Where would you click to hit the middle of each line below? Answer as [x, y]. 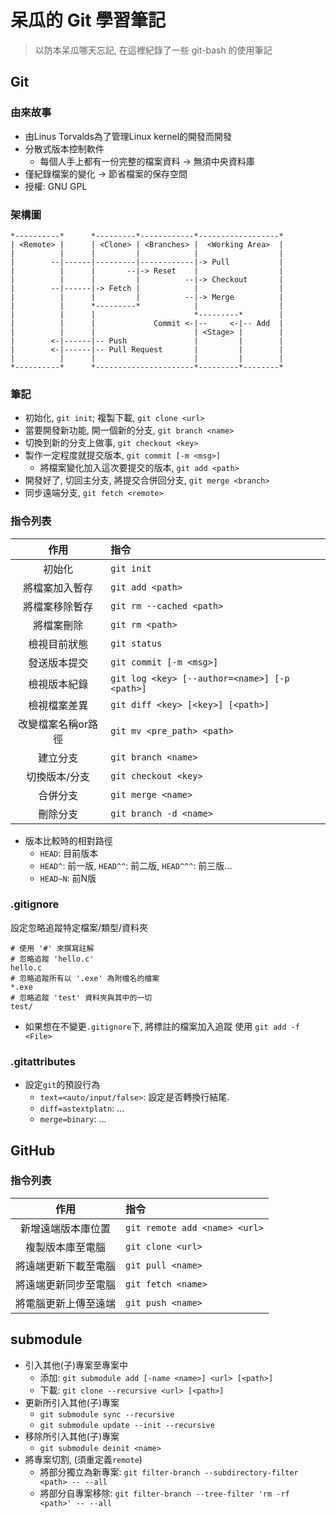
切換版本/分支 [58, 776]
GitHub [33, 1150]
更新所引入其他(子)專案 [72, 1402]
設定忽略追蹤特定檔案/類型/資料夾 [79, 927]
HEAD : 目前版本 [69, 853]
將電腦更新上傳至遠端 [66, 1303]
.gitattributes [43, 1061]
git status [136, 643]
